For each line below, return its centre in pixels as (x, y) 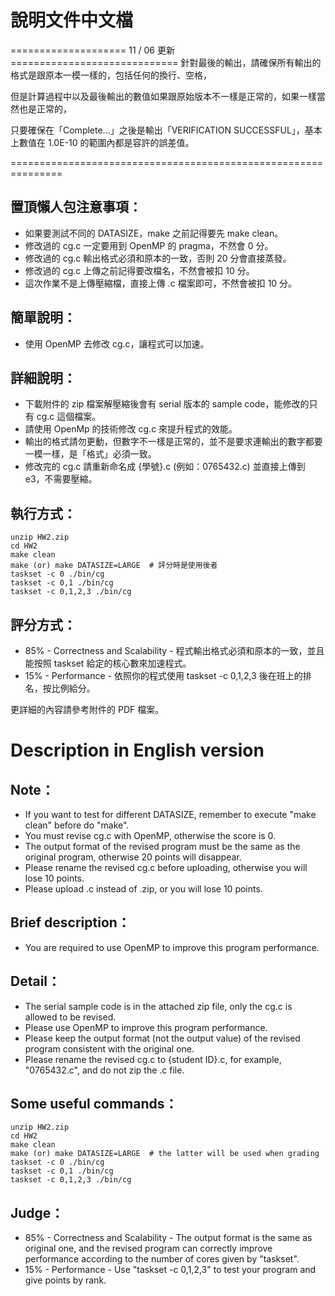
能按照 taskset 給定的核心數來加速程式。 (108, 663)
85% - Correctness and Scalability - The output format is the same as (168, 1238)
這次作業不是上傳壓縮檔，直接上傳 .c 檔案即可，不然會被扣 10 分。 (161, 283)
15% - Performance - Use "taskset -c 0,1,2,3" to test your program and (170, 1270)
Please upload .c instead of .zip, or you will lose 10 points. (143, 889)
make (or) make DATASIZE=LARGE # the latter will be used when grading (165, 1154)
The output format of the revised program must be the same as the (162, 846)
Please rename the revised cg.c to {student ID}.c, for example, (153, 1059)
